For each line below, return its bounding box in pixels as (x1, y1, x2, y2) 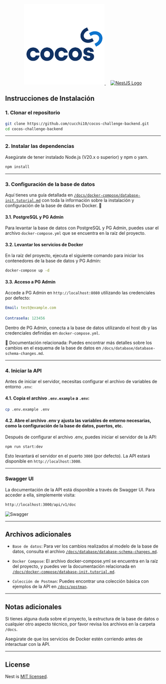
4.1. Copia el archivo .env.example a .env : (5, 395, 90, 401)
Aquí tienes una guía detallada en (5, 192, 73, 198)
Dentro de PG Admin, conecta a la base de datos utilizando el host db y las (5, 325, 157, 331)
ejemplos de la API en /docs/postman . (12, 584, 88, 590)
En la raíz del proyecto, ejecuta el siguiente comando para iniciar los (5, 253, 144, 259)
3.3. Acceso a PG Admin (5, 278, 56, 284)
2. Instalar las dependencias (5, 143, 75, 150)
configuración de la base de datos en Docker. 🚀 (5, 203, 102, 208)
